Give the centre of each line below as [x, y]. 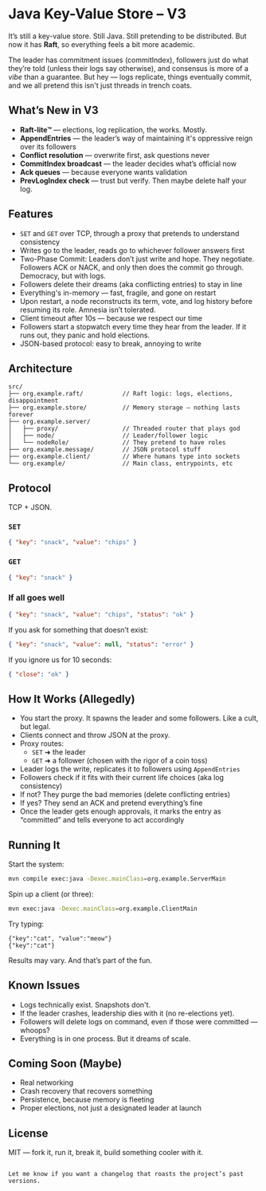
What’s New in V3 [53, 110]
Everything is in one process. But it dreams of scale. [105, 1039]
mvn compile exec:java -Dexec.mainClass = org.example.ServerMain [117, 879]
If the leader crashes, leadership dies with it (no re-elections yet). [127, 1013]
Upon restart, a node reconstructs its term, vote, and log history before [136, 301]
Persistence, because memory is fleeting [87, 1100]
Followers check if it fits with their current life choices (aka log [122, 778]
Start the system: [37, 864]
